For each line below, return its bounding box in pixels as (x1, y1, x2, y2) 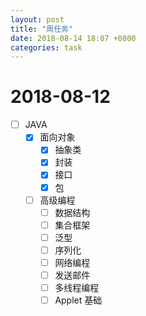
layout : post (10, 14, 65, 25)
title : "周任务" (10, 24, 74, 34)
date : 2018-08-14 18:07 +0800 (10, 33, 137, 43)
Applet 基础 (54, 294, 103, 306)
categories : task (10, 42, 83, 53)
